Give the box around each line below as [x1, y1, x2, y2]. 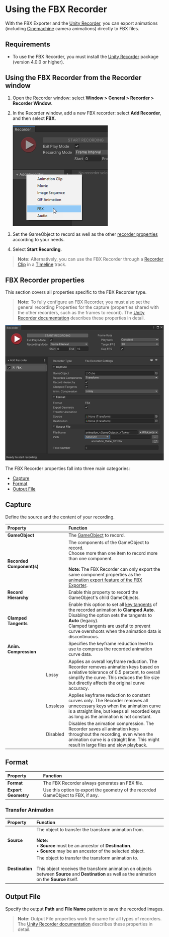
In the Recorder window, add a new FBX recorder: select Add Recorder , [12, 110, 162, 116]
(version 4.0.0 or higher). [12, 59, 64, 65]
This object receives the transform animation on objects [36, 865, 152, 872]
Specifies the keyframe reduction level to [68, 641, 153, 647]
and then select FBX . [12, 115, 56, 121]
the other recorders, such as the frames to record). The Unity [17, 310, 145, 316]
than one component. [68, 555, 113, 561]
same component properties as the [68, 571, 141, 577]
